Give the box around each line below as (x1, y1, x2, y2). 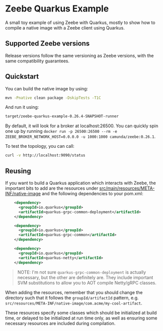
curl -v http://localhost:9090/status (5, 153, 85, 158)
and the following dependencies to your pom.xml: (42, 191, 143, 196)
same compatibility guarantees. (5, 58, 70, 64)
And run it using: (5, 104, 39, 110)
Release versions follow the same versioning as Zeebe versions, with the (5, 52, 154, 58)
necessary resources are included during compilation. (5, 320, 116, 326)
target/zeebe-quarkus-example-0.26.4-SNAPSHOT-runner (5, 114, 119, 119)
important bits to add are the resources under (5, 185, 98, 191)
